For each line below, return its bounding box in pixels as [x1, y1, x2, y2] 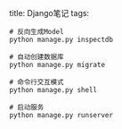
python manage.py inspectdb [9, 35, 114, 44]
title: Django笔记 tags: [9, 8, 90, 18]
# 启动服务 [9, 103, 45, 112]
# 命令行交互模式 [9, 78, 64, 87]
